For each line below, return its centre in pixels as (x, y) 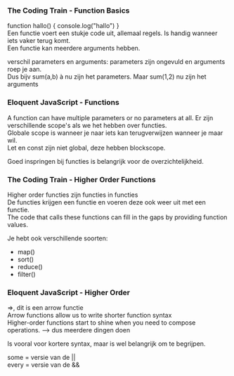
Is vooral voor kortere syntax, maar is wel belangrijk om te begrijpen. (106, 344)
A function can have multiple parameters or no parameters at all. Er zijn (110, 117)
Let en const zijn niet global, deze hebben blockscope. (86, 148)
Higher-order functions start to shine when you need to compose (102, 323)
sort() (25, 259)
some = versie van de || (41, 358)
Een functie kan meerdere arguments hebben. (74, 48)
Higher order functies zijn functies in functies (73, 195)
